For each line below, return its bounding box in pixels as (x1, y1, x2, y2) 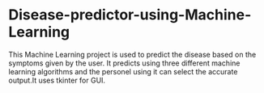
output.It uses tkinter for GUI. (8, 75, 106, 85)
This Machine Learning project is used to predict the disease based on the (8, 49, 257, 59)
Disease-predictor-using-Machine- (8, 6, 252, 24)
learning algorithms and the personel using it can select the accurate (8, 66, 238, 76)
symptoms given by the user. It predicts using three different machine (8, 58, 241, 68)
